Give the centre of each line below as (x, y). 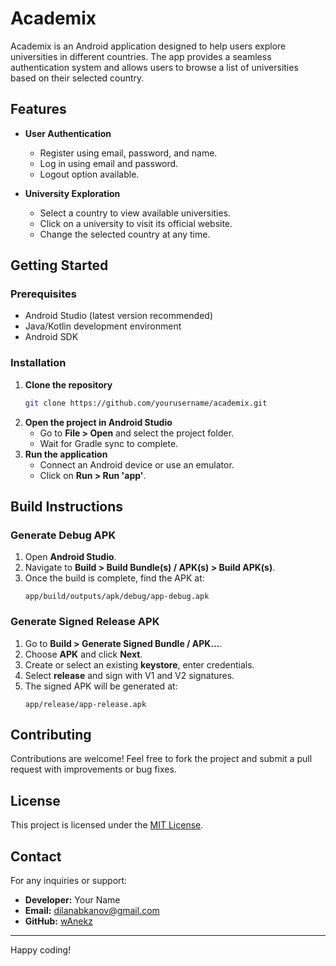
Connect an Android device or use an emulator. (137, 464)
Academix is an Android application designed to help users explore (148, 46)
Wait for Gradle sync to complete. (109, 443)
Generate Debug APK (63, 535)
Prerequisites (43, 294)
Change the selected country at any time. (125, 234)
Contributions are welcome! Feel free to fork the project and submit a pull (161, 759)
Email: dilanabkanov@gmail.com (92, 911)
